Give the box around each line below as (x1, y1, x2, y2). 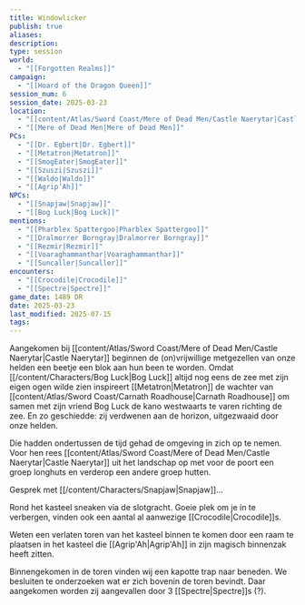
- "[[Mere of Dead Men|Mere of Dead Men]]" (17, 124, 184, 133)
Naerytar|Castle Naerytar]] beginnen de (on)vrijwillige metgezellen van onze (9, 352, 296, 364)
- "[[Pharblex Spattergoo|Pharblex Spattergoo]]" (17, 225, 209, 234)
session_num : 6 (9, 89, 67, 98)
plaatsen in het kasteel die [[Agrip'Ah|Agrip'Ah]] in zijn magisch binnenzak (9, 539, 287, 550)
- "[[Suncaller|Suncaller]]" (17, 258, 128, 268)
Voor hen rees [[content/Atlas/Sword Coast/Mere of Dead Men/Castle (9, 448, 271, 459)
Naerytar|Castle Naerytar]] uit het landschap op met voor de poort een (9, 457, 274, 469)
